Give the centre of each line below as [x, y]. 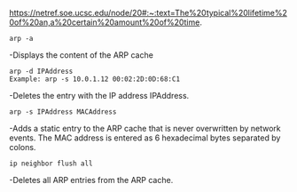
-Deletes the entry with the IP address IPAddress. [99, 96]
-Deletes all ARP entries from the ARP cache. [91, 180]
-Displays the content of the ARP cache [81, 55]
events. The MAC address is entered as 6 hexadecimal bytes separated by [145, 138]
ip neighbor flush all [51, 164]
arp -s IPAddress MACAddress [63, 112]
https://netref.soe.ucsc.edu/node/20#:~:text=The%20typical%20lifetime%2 [148, 13]
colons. [23, 147]
